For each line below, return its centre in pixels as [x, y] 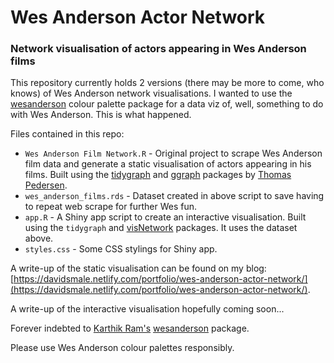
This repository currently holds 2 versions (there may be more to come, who [167, 83]
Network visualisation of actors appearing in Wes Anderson [158, 49]
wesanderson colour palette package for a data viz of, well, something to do [167, 104]
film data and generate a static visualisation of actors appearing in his [168, 164]
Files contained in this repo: [67, 134]
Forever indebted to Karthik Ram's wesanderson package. [130, 328]
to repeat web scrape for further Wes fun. [110, 207]
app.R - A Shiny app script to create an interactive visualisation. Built [165, 217]
